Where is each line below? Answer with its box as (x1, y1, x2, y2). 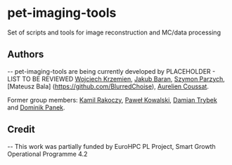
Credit (7, 124, 35, 136)
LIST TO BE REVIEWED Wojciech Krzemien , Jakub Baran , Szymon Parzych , (7, 74, 225, 83)
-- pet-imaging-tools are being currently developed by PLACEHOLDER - (7, 67, 216, 75)
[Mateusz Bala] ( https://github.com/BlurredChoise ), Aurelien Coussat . (7, 82, 210, 91)
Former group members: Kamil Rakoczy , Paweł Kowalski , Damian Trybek (7, 95, 218, 104)
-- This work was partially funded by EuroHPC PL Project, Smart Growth (7, 142, 216, 150)
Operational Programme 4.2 (7, 150, 88, 158)
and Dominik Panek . (7, 103, 65, 112)
